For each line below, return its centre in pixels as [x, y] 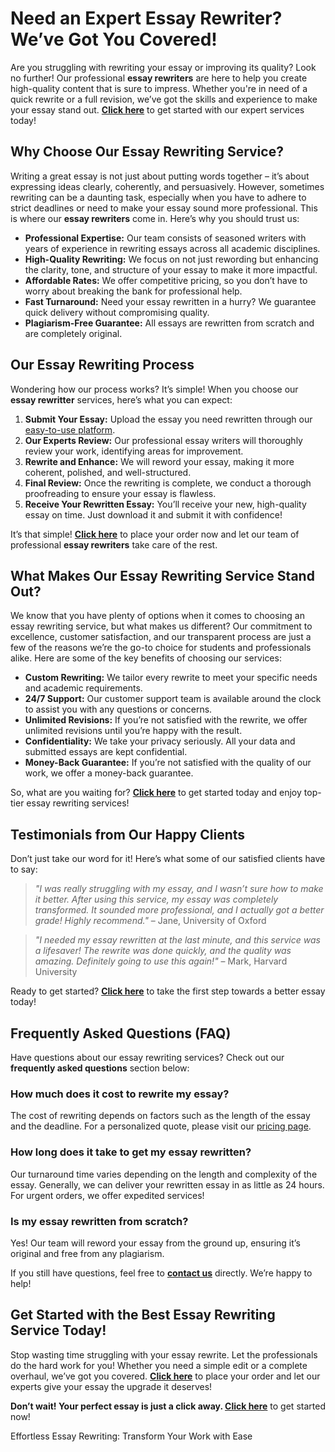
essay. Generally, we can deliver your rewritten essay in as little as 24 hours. [167, 1184]
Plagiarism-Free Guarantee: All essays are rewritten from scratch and [169, 323]
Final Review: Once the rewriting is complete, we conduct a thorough [168, 483]
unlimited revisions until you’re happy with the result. [133, 731]
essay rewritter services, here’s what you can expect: [121, 399]
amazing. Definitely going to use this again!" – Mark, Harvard [161, 961]
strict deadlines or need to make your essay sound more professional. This [164, 208]
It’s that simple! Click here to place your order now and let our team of [155, 534]
